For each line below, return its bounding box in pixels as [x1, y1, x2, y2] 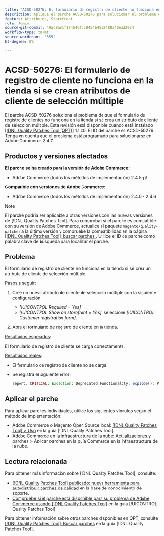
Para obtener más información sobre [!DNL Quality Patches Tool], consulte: [5, 470, 157, 476]
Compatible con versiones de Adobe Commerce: [5, 184, 106, 190]
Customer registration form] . [19, 315, 77, 321]
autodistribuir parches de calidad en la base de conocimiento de [12, 485, 142, 491]
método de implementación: [5, 413, 61, 419]
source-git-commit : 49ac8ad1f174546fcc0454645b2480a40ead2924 [5, 25, 134, 30]
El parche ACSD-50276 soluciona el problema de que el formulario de [5, 112, 145, 117]
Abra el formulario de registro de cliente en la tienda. [12, 324, 119, 330]
